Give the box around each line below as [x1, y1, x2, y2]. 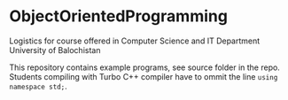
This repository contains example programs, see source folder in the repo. [9, 62, 281, 73]
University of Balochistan [9, 44, 101, 55]
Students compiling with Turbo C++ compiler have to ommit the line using [9, 71, 278, 81]
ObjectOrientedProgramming [9, 6, 229, 27]
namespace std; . [9, 81, 68, 91]
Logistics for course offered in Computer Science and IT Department [9, 35, 261, 46]
